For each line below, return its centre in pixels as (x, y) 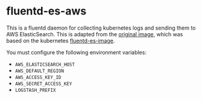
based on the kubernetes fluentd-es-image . (61, 40)
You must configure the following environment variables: (76, 52)
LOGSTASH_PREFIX (35, 90)
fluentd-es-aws (46, 11)
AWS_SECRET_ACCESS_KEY (43, 84)
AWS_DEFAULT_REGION (39, 71)
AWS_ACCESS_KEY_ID (38, 77)
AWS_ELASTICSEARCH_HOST (45, 65)
